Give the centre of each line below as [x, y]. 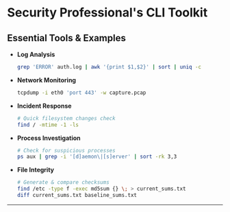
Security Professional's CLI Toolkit [107, 13]
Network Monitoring [47, 80]
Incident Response [44, 106]
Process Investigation [49, 138]
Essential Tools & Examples [67, 38]
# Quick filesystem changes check [66, 118]
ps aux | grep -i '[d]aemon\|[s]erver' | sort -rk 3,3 [97, 157]
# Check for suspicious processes [66, 150]
